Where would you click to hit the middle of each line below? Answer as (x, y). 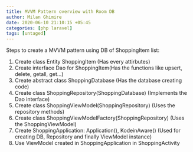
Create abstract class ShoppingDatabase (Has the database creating (98, 81)
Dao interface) (32, 99)
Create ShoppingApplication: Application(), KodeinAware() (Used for (98, 131)
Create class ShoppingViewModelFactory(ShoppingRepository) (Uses (99, 118)
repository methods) (40, 112)
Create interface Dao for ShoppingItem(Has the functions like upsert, (99, 68)
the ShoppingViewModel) (45, 124)
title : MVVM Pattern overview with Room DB (60, 11)
